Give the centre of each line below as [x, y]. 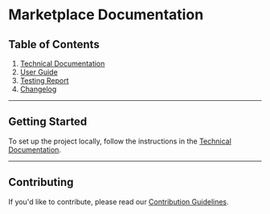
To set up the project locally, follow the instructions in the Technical [120, 141]
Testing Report [45, 81]
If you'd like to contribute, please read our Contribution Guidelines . [119, 201]
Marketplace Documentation [106, 15]
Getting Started [48, 122]
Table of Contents [54, 44]
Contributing [41, 182]
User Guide [39, 72]
